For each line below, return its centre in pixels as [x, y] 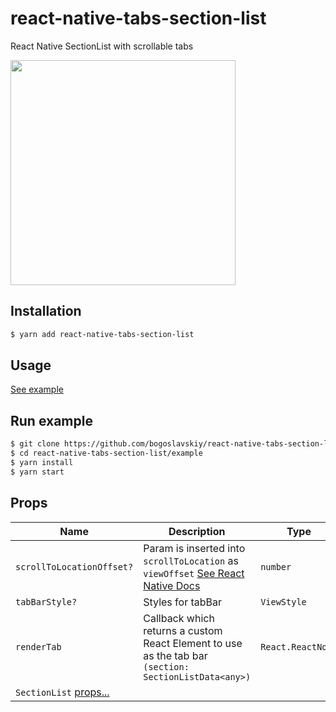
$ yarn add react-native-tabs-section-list [102, 334]
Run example [51, 420]
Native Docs [172, 585]
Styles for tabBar [183, 602]
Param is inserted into [194, 548]
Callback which [179, 618]
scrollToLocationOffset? [74, 566]
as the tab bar [175, 655]
